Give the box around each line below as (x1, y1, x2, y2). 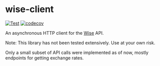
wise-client (5, 4, 54, 15)
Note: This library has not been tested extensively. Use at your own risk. (5, 39, 155, 46)
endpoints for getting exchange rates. (5, 54, 84, 61)
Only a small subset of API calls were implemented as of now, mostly (5, 49, 149, 55)
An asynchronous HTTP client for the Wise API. (5, 30, 104, 36)
